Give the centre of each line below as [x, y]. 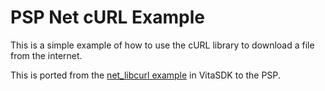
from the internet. [46, 55]
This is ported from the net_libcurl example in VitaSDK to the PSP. [145, 75]
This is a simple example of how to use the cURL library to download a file [162, 45]
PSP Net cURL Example [107, 17]
